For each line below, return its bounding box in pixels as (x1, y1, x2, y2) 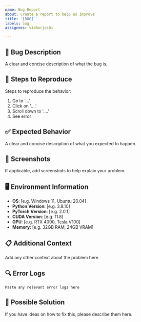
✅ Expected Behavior (5, 128, 71, 136)
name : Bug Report (5, 7, 40, 12)
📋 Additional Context (5, 239, 72, 247)
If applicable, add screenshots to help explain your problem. (5, 168, 126, 174)
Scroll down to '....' (12, 108, 50, 114)
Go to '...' (12, 98, 30, 104)
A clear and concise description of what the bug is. (5, 61, 108, 67)
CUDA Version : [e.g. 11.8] (12, 214, 63, 220)
